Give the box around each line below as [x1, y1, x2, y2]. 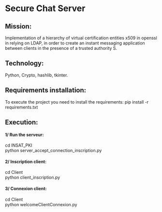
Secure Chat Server [5, 3, 86, 14]
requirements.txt [5, 104, 38, 110]
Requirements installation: [5, 86, 87, 94]
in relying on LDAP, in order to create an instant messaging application [5, 40, 145, 46]
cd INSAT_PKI [5, 142, 32, 148]
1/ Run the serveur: [5, 132, 44, 137]
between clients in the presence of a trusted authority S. [5, 45, 118, 51]
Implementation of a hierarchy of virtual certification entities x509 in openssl [5, 35, 157, 41]
